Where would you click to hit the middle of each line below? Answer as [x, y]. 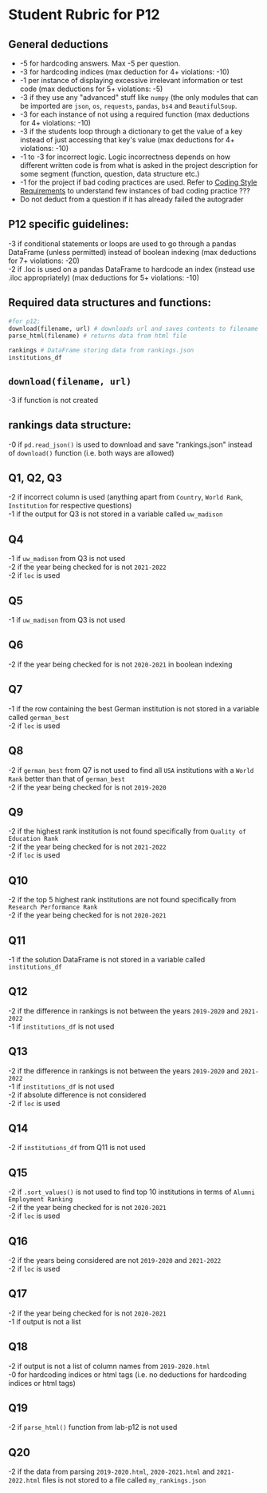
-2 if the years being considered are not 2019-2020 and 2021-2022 [115, 1260]
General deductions [59, 44]
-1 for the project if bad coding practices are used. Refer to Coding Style [138, 182]
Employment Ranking [41, 1200]
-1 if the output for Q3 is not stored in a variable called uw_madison [116, 514]
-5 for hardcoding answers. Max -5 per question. [100, 63]
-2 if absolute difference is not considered [77, 1095]
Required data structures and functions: [110, 303]
